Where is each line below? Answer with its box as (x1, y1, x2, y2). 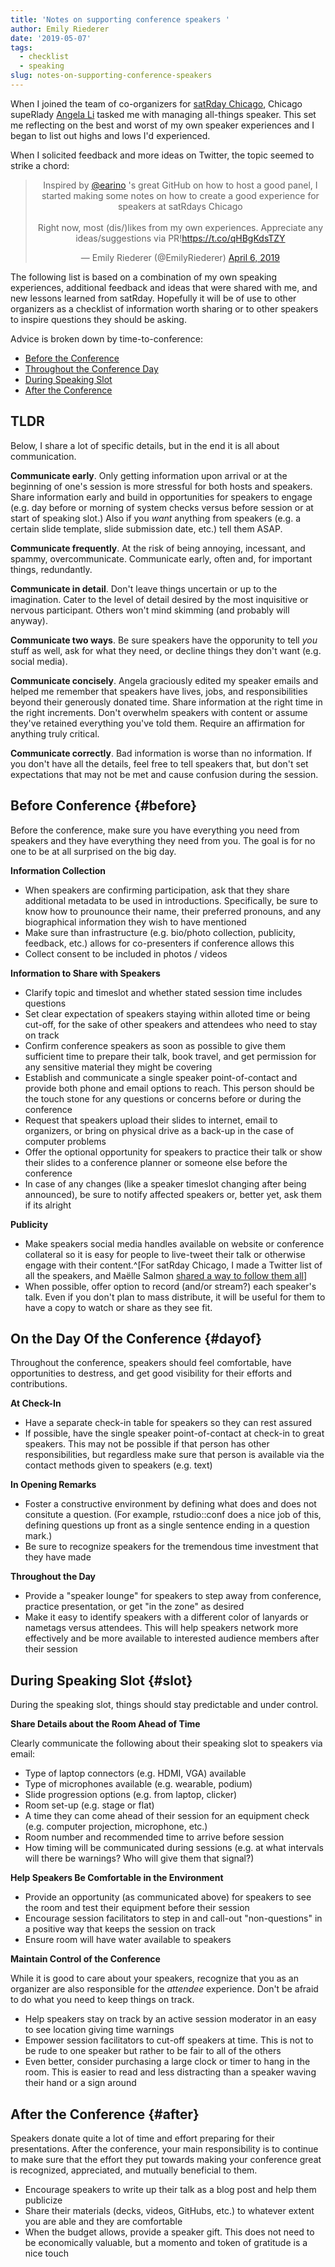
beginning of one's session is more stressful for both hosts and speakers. (10, 480, 313, 492)
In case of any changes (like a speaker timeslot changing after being (24, 1177, 307, 1190)
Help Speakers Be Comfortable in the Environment (10, 1872, 224, 1884)
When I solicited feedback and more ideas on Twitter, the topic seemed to (10, 149, 315, 161)
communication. (10, 450, 77, 462)
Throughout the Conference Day (24, 362, 159, 375)
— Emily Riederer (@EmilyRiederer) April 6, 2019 (80, 251, 280, 263)
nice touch (24, 2247, 69, 2259)
